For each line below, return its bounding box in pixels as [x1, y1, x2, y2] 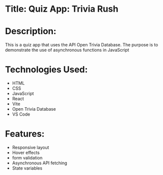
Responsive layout [12, 145, 49, 150]
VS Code [12, 111, 30, 117]
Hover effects [12, 150, 40, 156]
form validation [12, 155, 43, 160]
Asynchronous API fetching [12, 160, 67, 166]
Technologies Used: [5, 64, 88, 75]
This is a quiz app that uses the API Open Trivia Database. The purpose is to [5, 42, 159, 48]
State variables [12, 165, 42, 171]
